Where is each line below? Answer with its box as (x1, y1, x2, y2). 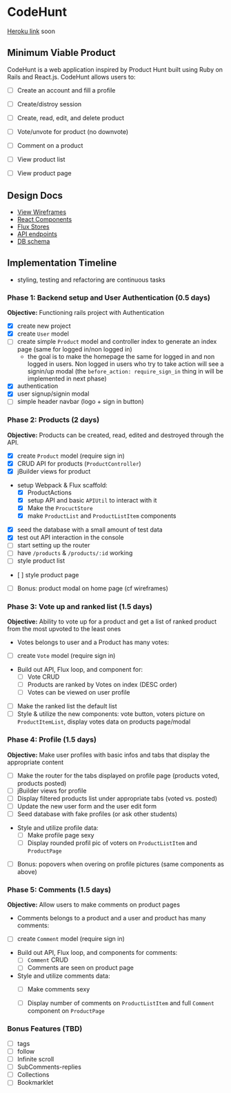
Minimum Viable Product (7, 47, 116, 59)
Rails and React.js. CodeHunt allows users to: (7, 72, 136, 81)
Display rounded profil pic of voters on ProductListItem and (27, 838, 198, 847)
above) (17, 868, 38, 876)
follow (17, 1047, 35, 1056)
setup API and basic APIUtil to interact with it (27, 496, 157, 505)
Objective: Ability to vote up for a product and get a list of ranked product (7, 617, 217, 626)
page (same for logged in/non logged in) (17, 345, 132, 354)
